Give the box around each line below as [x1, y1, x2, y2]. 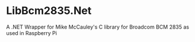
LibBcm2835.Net [6, 4, 92, 17]
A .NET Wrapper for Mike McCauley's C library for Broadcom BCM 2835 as [6, 23, 190, 30]
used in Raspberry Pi [6, 29, 57, 36]
